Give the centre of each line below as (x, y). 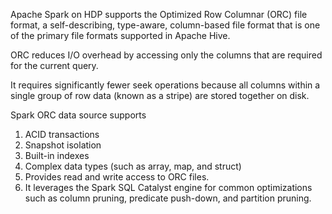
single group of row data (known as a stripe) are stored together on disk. (160, 95)
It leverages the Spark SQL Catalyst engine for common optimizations (168, 187)
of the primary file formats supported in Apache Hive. (120, 35)
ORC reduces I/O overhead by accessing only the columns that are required (166, 55)
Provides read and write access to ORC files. (117, 177)
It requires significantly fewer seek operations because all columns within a (165, 85)
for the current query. (54, 65)
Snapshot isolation (63, 145)
